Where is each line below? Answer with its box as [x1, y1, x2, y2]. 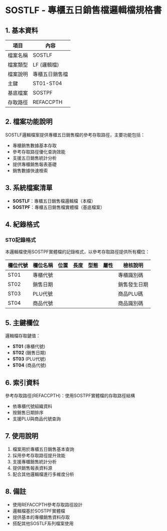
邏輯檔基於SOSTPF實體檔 [12, 507, 65, 514]
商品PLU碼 [118, 290, 143, 297]
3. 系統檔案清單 [5, 184, 53, 192]
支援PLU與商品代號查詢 [12, 416, 61, 422]
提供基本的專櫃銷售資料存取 [12, 514, 70, 520]
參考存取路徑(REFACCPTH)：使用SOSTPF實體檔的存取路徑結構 [5, 392, 135, 399]
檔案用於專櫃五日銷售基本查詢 [12, 446, 74, 452]
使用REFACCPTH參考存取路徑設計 [12, 501, 83, 507]
